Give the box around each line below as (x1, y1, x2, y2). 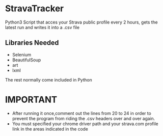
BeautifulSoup (12, 57, 41, 63)
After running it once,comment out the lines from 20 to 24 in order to (12, 110, 151, 116)
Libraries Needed (5, 39, 59, 47)
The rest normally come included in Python (5, 77, 92, 82)
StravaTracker (5, 3, 64, 14)
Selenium (12, 52, 31, 57)
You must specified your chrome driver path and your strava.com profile (12, 121, 159, 127)
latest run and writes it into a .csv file (5, 24, 80, 30)
